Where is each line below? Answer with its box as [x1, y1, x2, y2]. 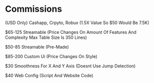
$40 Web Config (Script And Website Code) [5, 72, 94, 78]
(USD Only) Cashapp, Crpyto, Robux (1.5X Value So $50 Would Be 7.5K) [5, 20, 150, 26]
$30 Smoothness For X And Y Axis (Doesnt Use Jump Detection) [5, 63, 136, 69]
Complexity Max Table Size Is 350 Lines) [5, 34, 87, 40]
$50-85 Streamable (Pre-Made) [5, 44, 69, 50]
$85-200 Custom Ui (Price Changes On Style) [5, 53, 98, 59]
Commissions [5, 3, 62, 15]
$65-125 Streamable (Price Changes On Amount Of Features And [5, 29, 137, 35]
